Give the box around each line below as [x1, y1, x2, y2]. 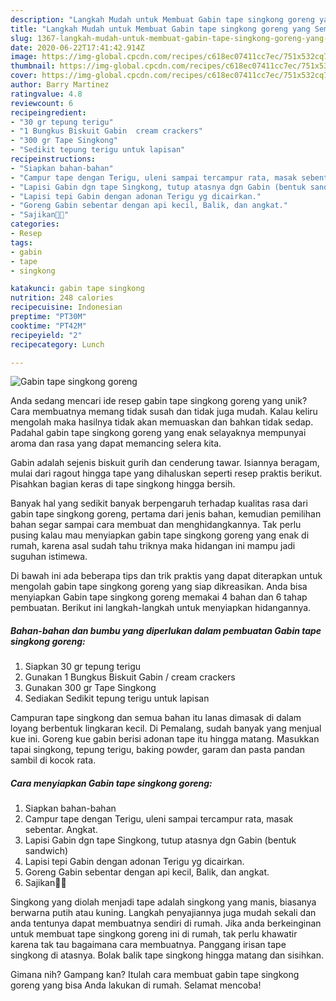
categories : [10, 219, 60, 230]
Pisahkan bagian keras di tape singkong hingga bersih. [10, 478, 236, 490]
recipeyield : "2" [10, 330, 83, 340]
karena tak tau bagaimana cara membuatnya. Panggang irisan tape [10, 939, 287, 951]
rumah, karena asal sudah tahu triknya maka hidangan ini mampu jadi [10, 540, 296, 552]
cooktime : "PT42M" [10, 321, 87, 331]
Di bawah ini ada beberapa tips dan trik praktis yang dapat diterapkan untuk [10, 570, 323, 582]
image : [10, 52, 38, 62]
